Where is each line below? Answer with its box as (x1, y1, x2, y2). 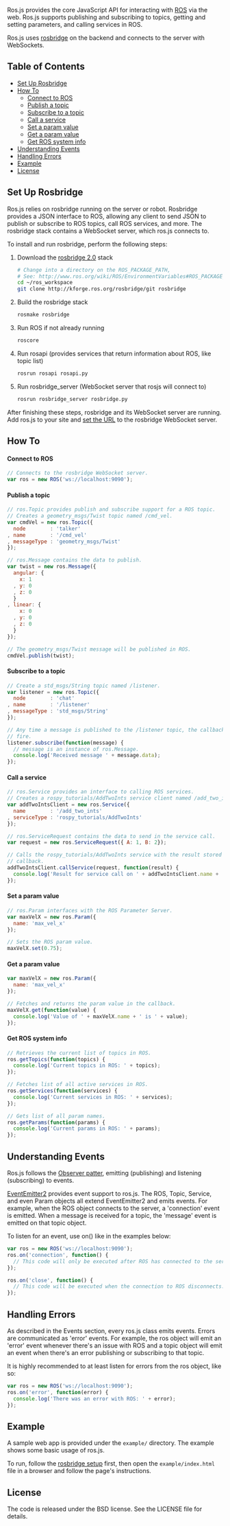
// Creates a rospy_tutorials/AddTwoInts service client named (7, 795, 192, 802)
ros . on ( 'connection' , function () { (7, 1251, 109, 1258)
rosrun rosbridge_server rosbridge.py (16, 395, 128, 402)
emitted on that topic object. (7, 1218, 87, 1227)
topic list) (16, 356, 44, 365)
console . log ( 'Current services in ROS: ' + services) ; (13, 1094, 173, 1100)
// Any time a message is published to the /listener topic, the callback (7, 726, 225, 733)
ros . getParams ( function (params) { (7, 1119, 106, 1126)
